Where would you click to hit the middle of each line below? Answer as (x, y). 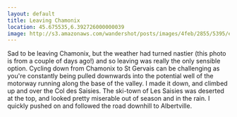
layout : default (31, 14)
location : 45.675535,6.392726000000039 (66, 27)
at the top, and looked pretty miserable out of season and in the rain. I (109, 99)
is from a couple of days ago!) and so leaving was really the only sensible (114, 61)
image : (17, 33)
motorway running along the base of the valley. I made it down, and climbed (117, 84)
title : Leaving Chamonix (44, 20)
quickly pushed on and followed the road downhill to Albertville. (100, 106)
